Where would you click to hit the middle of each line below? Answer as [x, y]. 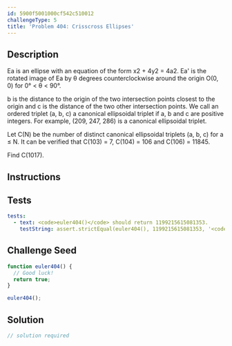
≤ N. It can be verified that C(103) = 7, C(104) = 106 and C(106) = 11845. [109, 142]
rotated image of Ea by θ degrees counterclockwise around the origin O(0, [113, 78]
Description [33, 54]
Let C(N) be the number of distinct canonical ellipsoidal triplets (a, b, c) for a [115, 135]
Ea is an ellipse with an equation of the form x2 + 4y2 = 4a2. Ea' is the [107, 71]
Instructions [34, 177]
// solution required [38, 336]
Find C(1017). [26, 155]
